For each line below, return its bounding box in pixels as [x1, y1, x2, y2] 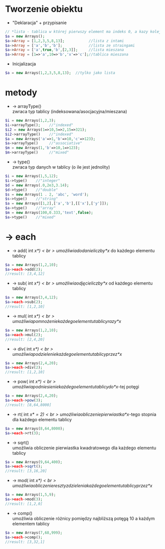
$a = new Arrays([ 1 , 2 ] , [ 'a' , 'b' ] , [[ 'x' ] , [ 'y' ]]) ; [5, 201, 109, 206]
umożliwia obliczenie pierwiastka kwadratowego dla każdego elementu [12, 445, 156, 451]
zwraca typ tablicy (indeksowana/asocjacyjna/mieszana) [12, 109, 127, 114]
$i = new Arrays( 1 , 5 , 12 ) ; [5, 173, 58, 178]
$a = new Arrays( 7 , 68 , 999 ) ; [5, 530, 63, 535]
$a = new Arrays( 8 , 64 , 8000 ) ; [5, 426, 65, 431]
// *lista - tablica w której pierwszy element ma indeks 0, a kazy [5, 29, 148, 34]
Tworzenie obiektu [5, 3, 83, 15]
